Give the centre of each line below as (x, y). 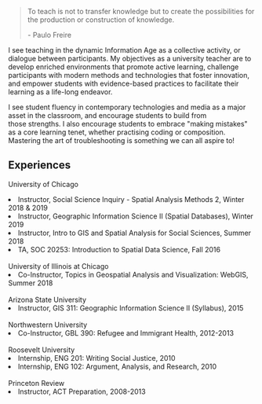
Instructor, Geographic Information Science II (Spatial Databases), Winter (136, 216)
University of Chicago (43, 184)
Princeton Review (36, 383)
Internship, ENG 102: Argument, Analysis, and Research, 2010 (118, 366)
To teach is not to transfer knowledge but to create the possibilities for (141, 11)
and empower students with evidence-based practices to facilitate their (124, 83)
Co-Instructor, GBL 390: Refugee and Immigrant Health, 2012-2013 (126, 332)
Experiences (40, 165)
